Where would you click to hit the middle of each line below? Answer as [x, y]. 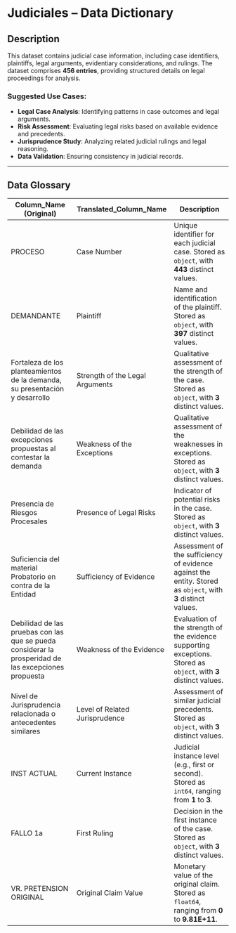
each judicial [195, 243]
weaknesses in [198, 444]
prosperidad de [36, 658]
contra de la [31, 586]
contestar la [31, 457]
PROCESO [28, 252]
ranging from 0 [198, 911]
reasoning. [33, 149]
